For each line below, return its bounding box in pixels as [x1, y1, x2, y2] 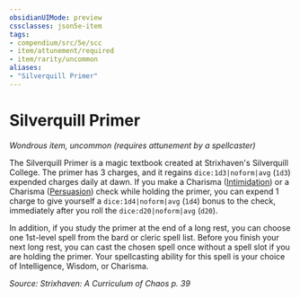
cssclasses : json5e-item [9, 22, 102, 31]
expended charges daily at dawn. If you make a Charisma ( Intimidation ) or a [9, 176, 290, 187]
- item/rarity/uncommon [9, 55, 99, 64]
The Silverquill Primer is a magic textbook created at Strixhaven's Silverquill [9, 157, 289, 168]
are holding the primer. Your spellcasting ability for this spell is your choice [9, 250, 286, 261]
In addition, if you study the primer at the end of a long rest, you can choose [9, 222, 291, 233]
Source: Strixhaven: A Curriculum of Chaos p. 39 [9, 277, 191, 288]
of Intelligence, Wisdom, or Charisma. [9, 260, 149, 271]
